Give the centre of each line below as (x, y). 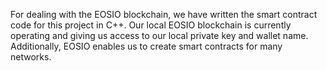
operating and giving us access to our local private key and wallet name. (159, 35)
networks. (31, 57)
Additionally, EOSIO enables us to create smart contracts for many (146, 46)
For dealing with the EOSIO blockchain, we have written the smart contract (164, 14)
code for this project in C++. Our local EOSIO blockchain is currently (151, 25)
